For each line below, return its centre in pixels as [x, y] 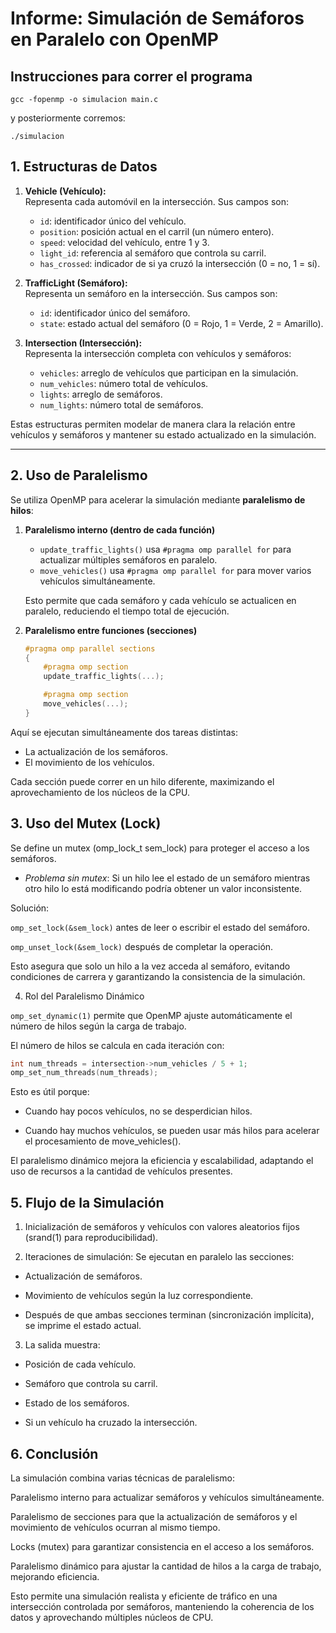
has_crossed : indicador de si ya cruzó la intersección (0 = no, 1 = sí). [180, 263]
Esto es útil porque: [50, 1092]
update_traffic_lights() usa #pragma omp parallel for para [165, 549]
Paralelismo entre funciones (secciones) [111, 630]
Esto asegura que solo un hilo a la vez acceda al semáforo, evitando [150, 966]
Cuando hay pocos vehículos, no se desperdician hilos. [138, 1111]
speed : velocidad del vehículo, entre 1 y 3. [124, 242]
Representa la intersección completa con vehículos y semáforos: [158, 353]
